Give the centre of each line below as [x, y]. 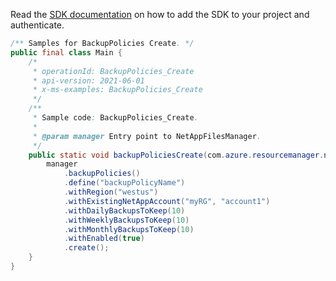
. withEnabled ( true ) [104, 239]
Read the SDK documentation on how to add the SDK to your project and [160, 14]
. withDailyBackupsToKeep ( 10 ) [124, 210]
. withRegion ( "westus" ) [111, 192]
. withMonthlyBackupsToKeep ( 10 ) [129, 229]
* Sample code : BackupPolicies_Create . [115, 118]
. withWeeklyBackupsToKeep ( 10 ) [126, 220]
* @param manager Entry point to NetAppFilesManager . [147, 136]
